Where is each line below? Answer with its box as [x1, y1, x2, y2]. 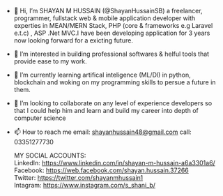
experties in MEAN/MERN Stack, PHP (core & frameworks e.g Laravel [13, 22, 213, 29]
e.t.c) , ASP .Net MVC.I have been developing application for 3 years [13, 29, 210, 37]
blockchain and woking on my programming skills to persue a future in [13, 78, 216, 86]
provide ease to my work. [13, 57, 87, 66]
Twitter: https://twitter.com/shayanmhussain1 [13, 174, 144, 181]
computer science [13, 114, 66, 122]
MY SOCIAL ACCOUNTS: [13, 151, 86, 160]
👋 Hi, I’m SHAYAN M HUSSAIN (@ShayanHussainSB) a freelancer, [13, 7, 203, 15]
